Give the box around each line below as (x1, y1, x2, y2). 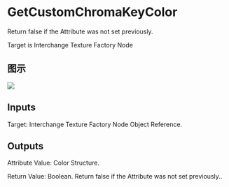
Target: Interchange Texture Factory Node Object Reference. (7, 120, 183, 128)
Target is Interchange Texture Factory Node (7, 40, 133, 49)
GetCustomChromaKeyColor (7, 4, 178, 20)
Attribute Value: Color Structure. (7, 158, 100, 167)
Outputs (7, 140, 44, 152)
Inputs (7, 102, 36, 114)
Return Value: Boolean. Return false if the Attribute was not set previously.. (7, 172, 223, 181)
